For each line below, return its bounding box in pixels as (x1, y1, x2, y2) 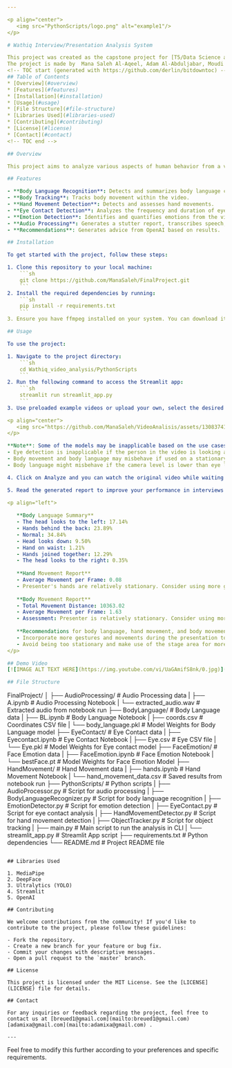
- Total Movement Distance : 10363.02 (16, 602, 126, 609)
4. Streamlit (7, 888, 45, 896)
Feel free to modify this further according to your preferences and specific (7, 1046, 219, 1054)
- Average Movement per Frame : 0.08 (16, 576, 122, 583)
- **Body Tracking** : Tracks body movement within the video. (7, 195, 190, 202)
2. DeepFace (7, 876, 41, 883)
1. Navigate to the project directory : (7, 353, 122, 360)
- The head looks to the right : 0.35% (16, 557, 128, 564)
